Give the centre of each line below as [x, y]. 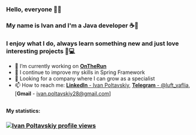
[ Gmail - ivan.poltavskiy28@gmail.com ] [63, 94]
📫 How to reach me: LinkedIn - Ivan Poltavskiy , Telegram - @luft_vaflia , [102, 85]
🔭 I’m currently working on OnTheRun [61, 66]
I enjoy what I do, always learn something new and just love [93, 43]
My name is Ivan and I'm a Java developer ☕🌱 [72, 25]
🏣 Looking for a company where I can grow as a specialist [84, 79]
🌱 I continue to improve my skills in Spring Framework [80, 72]
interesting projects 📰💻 [41, 51]
